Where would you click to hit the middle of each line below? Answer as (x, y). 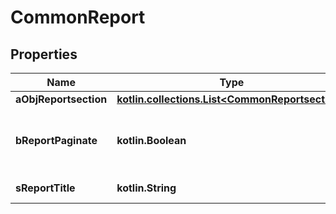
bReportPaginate (56, 140)
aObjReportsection (61, 99)
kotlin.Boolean (151, 140)
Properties (44, 54)
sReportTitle (45, 188)
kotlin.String (146, 188)
